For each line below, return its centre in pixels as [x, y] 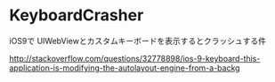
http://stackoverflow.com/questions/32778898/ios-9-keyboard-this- [135, 58]
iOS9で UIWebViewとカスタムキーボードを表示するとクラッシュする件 [138, 41]
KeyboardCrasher [77, 15]
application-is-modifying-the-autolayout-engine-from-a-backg [125, 68]
